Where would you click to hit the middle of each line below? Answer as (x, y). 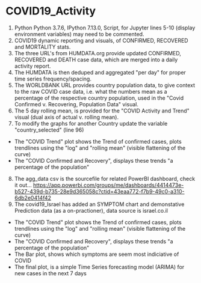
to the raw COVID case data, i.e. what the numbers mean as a (91, 91)
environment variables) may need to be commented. (79, 34)
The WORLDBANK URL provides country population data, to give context (105, 85)
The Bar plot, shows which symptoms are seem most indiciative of (97, 254)
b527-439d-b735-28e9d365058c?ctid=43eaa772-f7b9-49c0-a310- (99, 191)
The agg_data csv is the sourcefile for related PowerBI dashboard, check (105, 178)
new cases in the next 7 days (50, 273)
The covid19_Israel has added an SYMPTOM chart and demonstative (99, 204)
